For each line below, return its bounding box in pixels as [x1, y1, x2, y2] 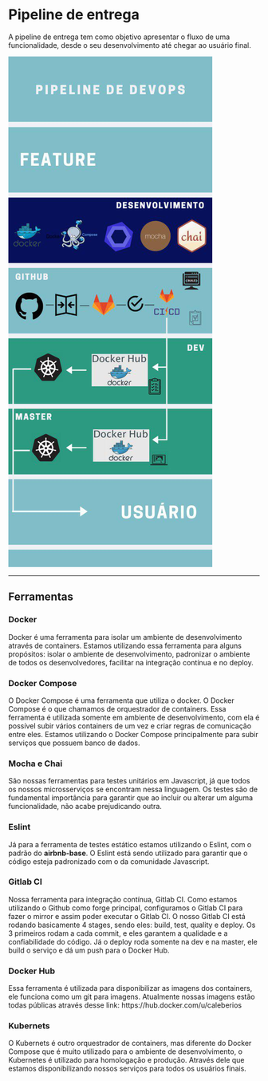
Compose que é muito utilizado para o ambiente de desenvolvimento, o [8, 1047, 243, 1056]
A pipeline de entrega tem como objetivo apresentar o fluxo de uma [8, 32, 231, 41]
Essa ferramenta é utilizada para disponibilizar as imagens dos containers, [8, 984, 253, 993]
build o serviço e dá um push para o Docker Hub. [8, 945, 170, 955]
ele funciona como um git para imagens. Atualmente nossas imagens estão [8, 992, 255, 1002]
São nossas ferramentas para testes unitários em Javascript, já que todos [8, 776, 250, 786]
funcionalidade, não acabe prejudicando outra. [8, 802, 162, 811]
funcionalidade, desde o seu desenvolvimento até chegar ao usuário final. [8, 40, 251, 49]
